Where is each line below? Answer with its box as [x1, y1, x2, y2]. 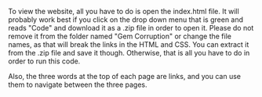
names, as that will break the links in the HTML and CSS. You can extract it [8, 40, 249, 49]
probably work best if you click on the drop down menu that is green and [8, 15, 244, 24]
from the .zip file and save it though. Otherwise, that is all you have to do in [8, 48, 250, 57]
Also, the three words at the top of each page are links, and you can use [8, 72, 242, 81]
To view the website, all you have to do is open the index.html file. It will [8, 7, 239, 16]
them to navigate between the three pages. [8, 80, 147, 89]
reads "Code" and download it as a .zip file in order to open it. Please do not [8, 23, 254, 32]
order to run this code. [8, 56, 81, 66]
